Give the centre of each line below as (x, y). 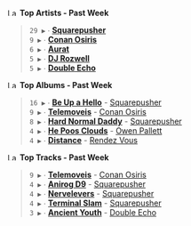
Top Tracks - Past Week (64, 157)
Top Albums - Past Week (66, 85)
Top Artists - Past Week (64, 13)
